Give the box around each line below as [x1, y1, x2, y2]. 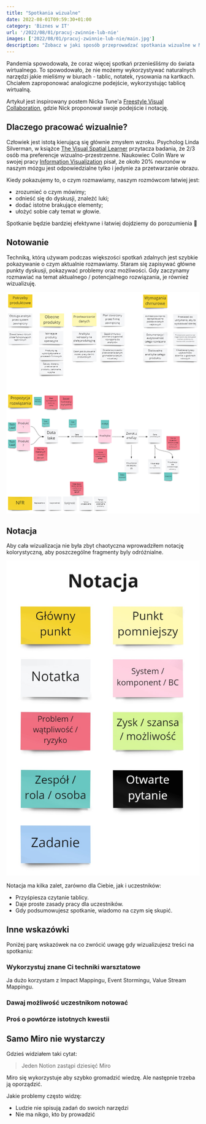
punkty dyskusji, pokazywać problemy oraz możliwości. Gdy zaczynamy [6, 267, 190, 274]
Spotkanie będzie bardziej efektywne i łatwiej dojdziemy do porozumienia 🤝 [6, 220, 197, 227]
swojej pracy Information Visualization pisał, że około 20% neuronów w [6, 158, 186, 165]
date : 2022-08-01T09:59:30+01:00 [6, 16, 92, 23]
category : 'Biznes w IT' [6, 23, 70, 29]
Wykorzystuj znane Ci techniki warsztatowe [6, 963, 141, 971]
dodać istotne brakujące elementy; [15, 201, 104, 208]
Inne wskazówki [6, 925, 69, 935]
